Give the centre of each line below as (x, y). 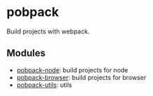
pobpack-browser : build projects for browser (81, 77)
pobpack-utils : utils (44, 85)
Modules (26, 53)
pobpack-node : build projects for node (72, 70)
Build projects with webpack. (48, 31)
